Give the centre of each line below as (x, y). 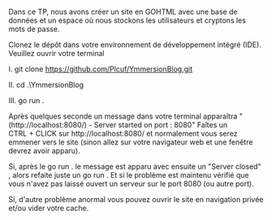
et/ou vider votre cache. (49, 208)
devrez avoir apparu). (44, 151)
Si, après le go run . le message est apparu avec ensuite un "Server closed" (135, 166)
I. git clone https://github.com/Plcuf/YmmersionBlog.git (101, 69)
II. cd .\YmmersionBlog (46, 85)
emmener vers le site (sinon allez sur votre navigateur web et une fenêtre (131, 142)
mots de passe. (34, 29)
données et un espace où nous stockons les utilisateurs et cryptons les (127, 20)
